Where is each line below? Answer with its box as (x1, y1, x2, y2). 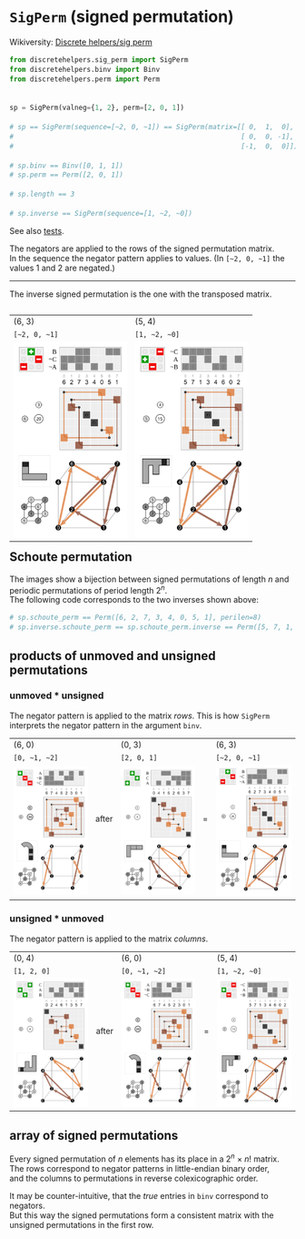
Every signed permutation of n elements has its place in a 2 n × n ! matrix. (9, 1152, 280, 1164)
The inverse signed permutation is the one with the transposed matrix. (9, 289, 272, 300)
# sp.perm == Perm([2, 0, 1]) (9, 170, 124, 179)
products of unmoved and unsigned (9, 648, 216, 664)
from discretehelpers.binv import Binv (9, 65, 161, 74)
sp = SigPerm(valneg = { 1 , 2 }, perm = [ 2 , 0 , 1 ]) (9, 103, 185, 113)
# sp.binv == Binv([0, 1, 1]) (9, 161, 124, 170)
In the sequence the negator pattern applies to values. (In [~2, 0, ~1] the (9, 252, 285, 263)
